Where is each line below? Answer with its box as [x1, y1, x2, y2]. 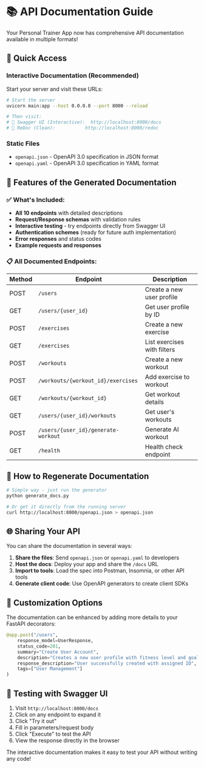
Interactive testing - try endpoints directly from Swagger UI [15, 222, 166, 229]
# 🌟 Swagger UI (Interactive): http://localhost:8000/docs [6, 119, 162, 125]
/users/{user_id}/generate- [38, 427, 120, 434]
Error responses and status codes [15, 235, 101, 242]
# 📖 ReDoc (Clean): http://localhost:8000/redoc [6, 125, 159, 131]
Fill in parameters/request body [15, 724, 94, 732]
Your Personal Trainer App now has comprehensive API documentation [6, 29, 184, 36]
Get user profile [144, 303, 189, 311]
